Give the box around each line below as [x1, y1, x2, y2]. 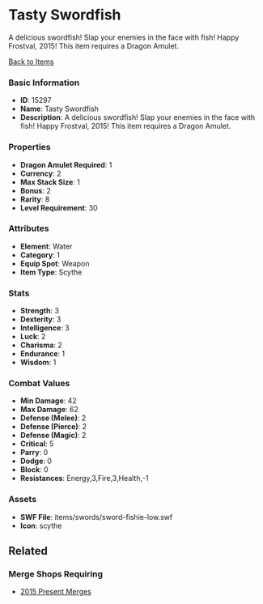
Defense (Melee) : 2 [19, 413, 87, 423]
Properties [8, 142, 51, 153]
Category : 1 [19, 249, 61, 260]
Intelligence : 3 [19, 323, 70, 333]
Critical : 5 [19, 439, 54, 449]
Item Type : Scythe [19, 267, 83, 277]
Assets [8, 494, 37, 505]
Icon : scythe [19, 521, 62, 530]
